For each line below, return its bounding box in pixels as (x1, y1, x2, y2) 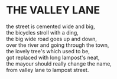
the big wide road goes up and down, (6, 35, 97, 42)
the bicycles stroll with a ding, (6, 29, 79, 36)
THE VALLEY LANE (6, 4, 100, 17)
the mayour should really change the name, (6, 60, 112, 67)
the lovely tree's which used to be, (6, 47, 90, 54)
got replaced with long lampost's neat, (6, 54, 100, 61)
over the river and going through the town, (6, 42, 109, 49)
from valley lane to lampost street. (6, 66, 89, 73)
